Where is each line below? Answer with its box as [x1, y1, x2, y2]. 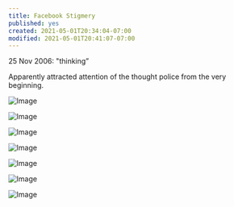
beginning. [8, 81, 44, 90]
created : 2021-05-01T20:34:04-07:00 [8, 27, 132, 35]
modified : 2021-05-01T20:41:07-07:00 [8, 34, 136, 43]
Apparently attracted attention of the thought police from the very [8, 72, 227, 81]
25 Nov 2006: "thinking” [8, 56, 90, 66]
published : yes [8, 19, 60, 27]
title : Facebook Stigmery [8, 11, 95, 20]
